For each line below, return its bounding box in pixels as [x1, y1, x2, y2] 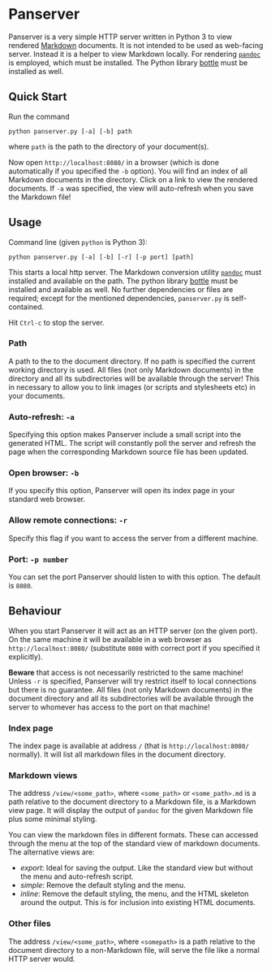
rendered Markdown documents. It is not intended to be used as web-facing [8, 40, 264, 50]
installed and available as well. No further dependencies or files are [8, 284, 234, 294]
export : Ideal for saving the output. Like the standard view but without [19, 863, 253, 873]
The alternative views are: [8, 847, 95, 857]
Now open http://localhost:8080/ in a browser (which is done [8, 157, 219, 167]
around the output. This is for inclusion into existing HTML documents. [19, 898, 256, 907]
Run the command [8, 111, 71, 121]
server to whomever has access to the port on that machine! [8, 701, 211, 712]
